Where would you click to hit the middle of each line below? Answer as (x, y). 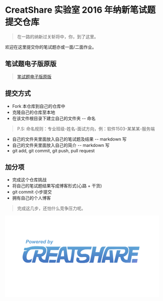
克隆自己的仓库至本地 (33, 112)
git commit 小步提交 (32, 192)
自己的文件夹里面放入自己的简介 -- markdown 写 (61, 145)
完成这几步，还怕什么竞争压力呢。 (51, 208)
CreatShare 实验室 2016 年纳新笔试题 (80, 10)
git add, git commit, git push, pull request (53, 150)
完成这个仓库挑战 (29, 180)
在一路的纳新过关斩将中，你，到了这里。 (58, 37)
